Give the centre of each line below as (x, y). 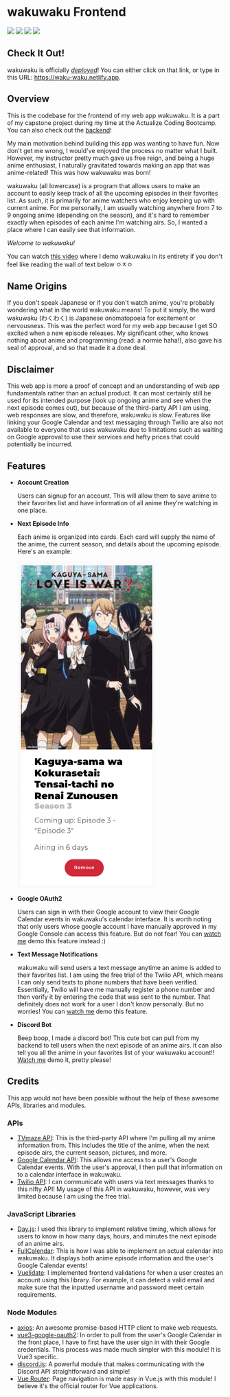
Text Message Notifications (57, 954)
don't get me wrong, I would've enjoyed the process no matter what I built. (113, 150)
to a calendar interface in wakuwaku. (69, 1175)
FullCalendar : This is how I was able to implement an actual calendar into (120, 1251)
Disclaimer (31, 369)
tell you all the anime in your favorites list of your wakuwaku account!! (116, 1052)
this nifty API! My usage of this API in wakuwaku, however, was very (114, 1189)
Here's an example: (44, 551)
